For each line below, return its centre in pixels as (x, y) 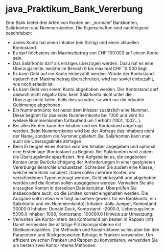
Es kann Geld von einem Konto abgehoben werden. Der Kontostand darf (85, 89)
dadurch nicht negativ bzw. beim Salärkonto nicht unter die (72, 94)
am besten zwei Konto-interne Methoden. (55, 245)
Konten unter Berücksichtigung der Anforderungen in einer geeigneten (84, 162)
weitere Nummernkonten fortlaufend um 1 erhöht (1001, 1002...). (77, 120)
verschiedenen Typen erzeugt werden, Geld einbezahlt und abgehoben (85, 178)
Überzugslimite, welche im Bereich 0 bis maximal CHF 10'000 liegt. (80, 68)
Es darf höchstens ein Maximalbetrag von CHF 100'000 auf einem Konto (85, 53)
